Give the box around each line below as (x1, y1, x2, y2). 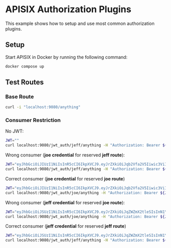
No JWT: (5, 128, 24, 134)
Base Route (5, 93, 34, 100)
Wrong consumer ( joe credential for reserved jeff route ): (5, 152, 125, 158)
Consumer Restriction (5, 117, 61, 124)
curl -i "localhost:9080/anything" (5, 105, 81, 110)
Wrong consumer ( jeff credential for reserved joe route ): (5, 199, 125, 205)
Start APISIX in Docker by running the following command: (5, 54, 128, 60)
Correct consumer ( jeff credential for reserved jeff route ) (5, 223, 126, 229)
